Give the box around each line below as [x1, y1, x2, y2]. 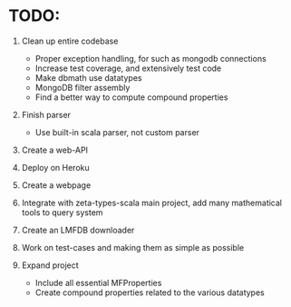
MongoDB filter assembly [34, 82, 131, 93]
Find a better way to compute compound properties [34, 92, 228, 103]
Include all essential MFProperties [34, 277, 162, 288]
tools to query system [21, 206, 103, 218]
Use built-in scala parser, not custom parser [34, 126, 200, 137]
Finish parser [21, 109, 72, 120]
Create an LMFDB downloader [21, 224, 135, 235]
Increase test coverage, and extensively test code [34, 63, 222, 74]
